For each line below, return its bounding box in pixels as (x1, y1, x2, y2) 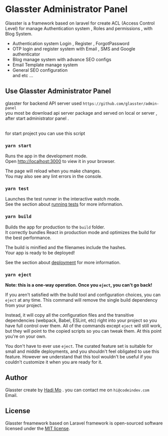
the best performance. (5, 235, 51, 241)
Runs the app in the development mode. (5, 153, 87, 159)
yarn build (5, 214, 31, 220)
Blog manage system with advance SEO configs (12, 56, 111, 62)
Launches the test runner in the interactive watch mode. (5, 196, 121, 202)
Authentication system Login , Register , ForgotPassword (12, 40, 130, 46)
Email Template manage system (12, 62, 78, 68)
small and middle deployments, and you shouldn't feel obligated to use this (5, 348, 159, 354)
